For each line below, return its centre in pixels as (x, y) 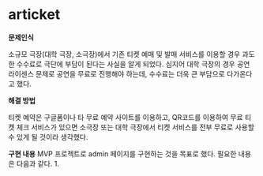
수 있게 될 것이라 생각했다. (48, 137)
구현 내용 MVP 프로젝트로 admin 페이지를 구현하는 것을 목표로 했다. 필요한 (122, 154)
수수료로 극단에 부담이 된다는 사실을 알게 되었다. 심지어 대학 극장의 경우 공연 (133, 64)
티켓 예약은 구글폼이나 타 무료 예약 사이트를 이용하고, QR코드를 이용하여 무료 (126, 117)
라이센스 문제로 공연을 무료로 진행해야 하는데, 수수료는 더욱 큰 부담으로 (116, 73)
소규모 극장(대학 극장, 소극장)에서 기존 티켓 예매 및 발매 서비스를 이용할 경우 (124, 54)
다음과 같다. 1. (38, 163)
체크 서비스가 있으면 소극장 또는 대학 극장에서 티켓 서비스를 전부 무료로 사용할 (135, 127)
